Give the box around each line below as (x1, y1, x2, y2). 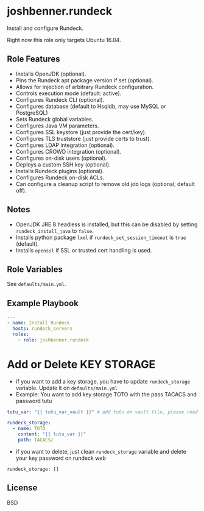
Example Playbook (7, 298, 79, 309)
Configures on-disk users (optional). (15, 154, 107, 162)
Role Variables (7, 264, 63, 274)
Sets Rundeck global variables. (15, 115, 94, 123)
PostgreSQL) (15, 109, 48, 116)
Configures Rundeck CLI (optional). (15, 96, 105, 103)
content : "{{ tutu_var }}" (18, 431, 86, 437)
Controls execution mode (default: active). (15, 90, 122, 97)
